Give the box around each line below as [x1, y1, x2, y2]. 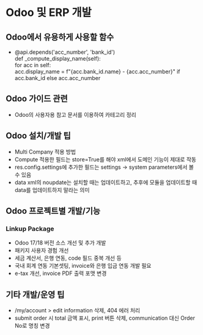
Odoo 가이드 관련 [6, 94, 68, 104]
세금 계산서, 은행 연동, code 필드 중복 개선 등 [14, 254, 122, 262]
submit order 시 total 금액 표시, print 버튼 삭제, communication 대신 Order [14, 314, 195, 322]
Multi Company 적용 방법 [14, 148, 76, 155]
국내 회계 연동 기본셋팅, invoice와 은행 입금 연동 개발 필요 [14, 262, 152, 270]
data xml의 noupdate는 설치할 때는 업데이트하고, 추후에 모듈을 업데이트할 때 [14, 179, 197, 186]
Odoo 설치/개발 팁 [6, 131, 71, 141]
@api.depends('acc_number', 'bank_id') [14, 48, 116, 56]
